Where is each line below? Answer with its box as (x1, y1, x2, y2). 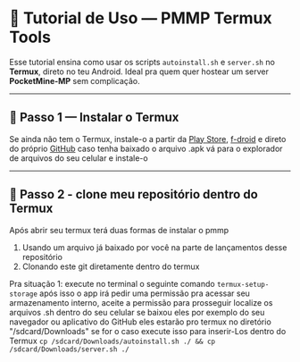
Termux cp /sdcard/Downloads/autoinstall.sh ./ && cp (9, 335, 216, 346)
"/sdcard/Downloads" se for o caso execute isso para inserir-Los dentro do (9, 325, 287, 336)
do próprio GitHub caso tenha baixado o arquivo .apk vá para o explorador (9, 143, 283, 154)
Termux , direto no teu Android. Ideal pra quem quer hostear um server (9, 66, 270, 77)
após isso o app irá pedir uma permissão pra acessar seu (39, 288, 250, 299)
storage (9, 290, 38, 299)
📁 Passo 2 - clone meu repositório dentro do (9, 187, 259, 202)
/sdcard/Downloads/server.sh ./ (9, 344, 129, 354)
